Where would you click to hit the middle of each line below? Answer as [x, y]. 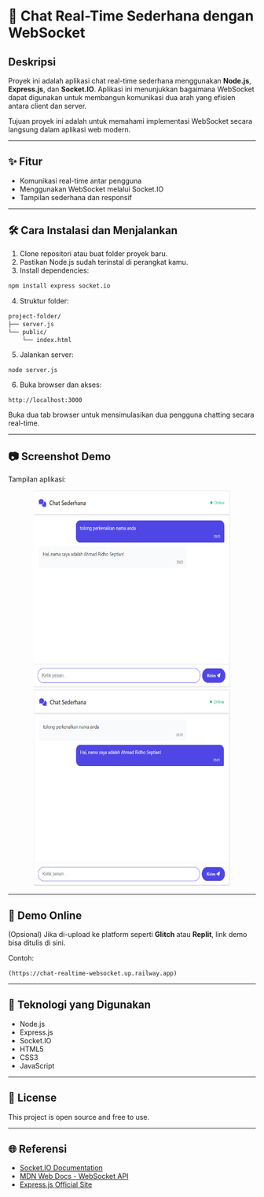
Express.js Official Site [56, 1184]
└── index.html [47, 340]
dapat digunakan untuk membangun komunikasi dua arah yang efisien [122, 97]
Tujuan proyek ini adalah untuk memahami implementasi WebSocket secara [130, 121]
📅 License [33, 1098]
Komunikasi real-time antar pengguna [81, 180]
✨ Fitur [26, 162]
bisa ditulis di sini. [37, 942]
